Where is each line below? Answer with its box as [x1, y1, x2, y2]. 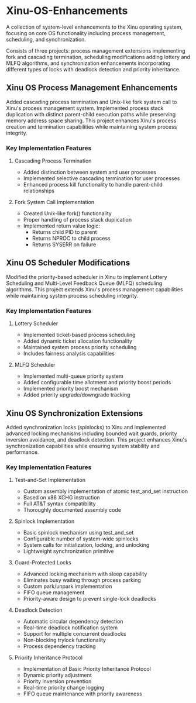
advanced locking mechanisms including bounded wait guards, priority [6, 430, 177, 437]
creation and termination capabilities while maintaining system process [6, 123, 177, 130]
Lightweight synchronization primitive [23, 548, 114, 555]
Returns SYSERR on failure [32, 241, 97, 248]
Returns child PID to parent [32, 229, 98, 236]
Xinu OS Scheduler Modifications [6, 258, 130, 268]
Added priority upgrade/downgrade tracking [23, 391, 130, 398]
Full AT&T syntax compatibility [23, 500, 96, 507]
